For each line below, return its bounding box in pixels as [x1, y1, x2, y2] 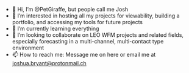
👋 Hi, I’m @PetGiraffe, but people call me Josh [12, 6, 129, 13]
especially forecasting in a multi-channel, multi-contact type [12, 38, 164, 45]
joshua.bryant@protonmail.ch [12, 60, 87, 66]
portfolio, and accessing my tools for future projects [12, 19, 143, 25]
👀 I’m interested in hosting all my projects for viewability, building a [12, 12, 180, 19]
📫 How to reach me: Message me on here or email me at [12, 51, 156, 58]
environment [12, 44, 45, 51]
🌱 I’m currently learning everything [12, 25, 99, 32]
